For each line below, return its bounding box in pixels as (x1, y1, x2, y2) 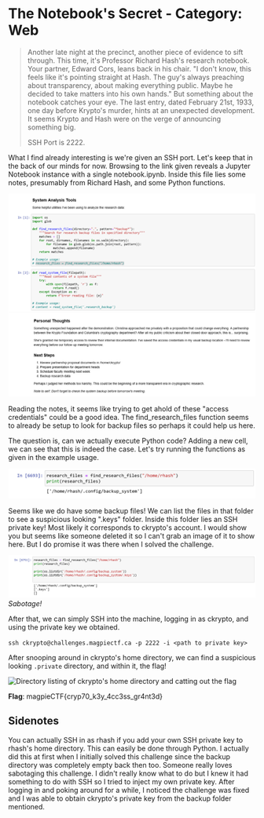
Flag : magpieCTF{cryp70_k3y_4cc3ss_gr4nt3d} (8, 692, 163, 701)
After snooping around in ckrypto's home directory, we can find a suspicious (8, 653, 256, 663)
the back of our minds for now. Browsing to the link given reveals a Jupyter (8, 161, 251, 170)
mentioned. (8, 802, 46, 811)
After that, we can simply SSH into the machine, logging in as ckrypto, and (8, 614, 249, 624)
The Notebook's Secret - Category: (8, 5, 243, 23)
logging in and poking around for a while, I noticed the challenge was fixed (8, 785, 250, 794)
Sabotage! (8, 599, 42, 608)
